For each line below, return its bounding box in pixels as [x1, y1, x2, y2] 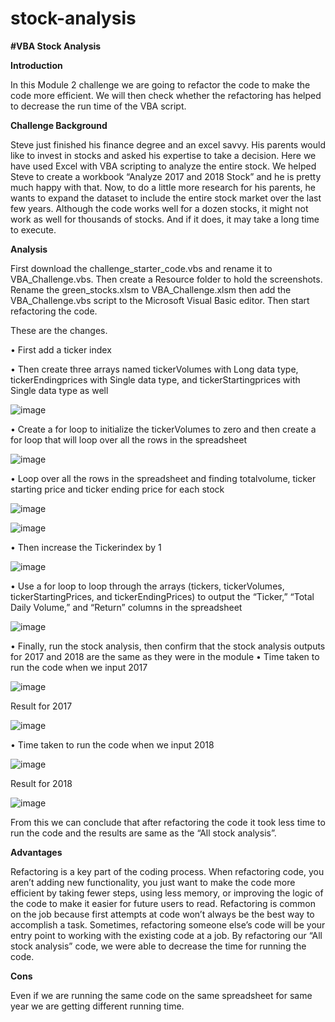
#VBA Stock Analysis [10, 40, 102, 52]
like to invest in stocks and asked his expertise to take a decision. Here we [10, 149, 317, 161]
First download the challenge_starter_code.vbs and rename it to [10, 262, 273, 274]
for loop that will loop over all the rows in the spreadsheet [10, 433, 248, 446]
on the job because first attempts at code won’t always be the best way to [10, 908, 315, 920]
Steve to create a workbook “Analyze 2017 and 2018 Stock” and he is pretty [10, 170, 322, 182]
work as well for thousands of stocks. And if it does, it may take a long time [10, 213, 320, 225]
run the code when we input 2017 [10, 661, 148, 673]
